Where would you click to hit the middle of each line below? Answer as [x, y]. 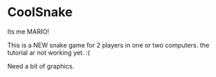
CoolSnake [40, 12]
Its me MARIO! [28, 31]
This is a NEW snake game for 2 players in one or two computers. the [108, 45]
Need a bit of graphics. [41, 66]
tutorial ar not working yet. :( [49, 52]
